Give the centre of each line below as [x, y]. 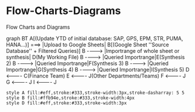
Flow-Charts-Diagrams [64, 11]
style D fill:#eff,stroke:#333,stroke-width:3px [66, 103]
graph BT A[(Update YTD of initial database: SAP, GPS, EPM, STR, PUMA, [95, 38]
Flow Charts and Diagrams [38, 27]
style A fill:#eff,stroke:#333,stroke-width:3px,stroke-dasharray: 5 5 [95, 93]
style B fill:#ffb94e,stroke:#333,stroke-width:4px [70, 98]
